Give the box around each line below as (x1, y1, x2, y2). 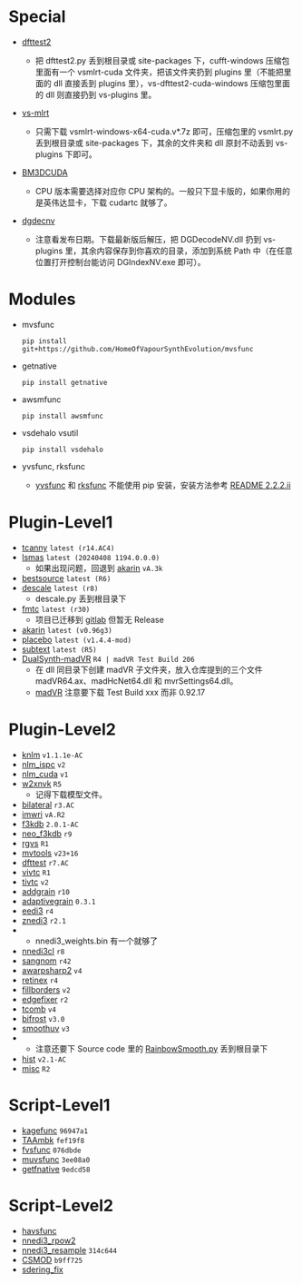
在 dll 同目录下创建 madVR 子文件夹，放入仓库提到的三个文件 (34, 664, 264, 675)
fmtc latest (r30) (21, 603, 91, 614)
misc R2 (21, 1062, 51, 1073)
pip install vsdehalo (21, 445, 103, 454)
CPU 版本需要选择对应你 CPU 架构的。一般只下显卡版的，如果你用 (34, 185, 283, 196)
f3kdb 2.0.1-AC (21, 818, 79, 829)
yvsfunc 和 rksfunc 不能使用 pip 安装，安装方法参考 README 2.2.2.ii (34, 479, 291, 490)
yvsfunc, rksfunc (21, 460, 85, 471)
